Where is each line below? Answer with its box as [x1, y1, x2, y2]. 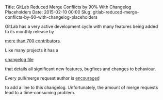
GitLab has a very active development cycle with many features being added [5, 24, 158, 29]
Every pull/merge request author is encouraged [5, 75, 100, 81]
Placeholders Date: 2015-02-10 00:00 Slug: [5, 9, 92, 15]
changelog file [5, 57, 34, 62]
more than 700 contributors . [5, 38, 62, 44]
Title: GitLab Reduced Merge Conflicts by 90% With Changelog [5, 4, 131, 10]
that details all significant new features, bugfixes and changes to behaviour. [5, 66, 156, 72]
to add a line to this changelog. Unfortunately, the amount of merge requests [5, 85, 158, 90]
